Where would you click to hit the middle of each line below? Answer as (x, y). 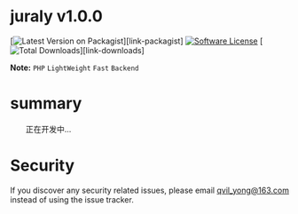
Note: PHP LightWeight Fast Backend (75, 67)
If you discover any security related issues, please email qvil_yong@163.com (149, 190)
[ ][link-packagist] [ (137, 41)
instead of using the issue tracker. (72, 199)
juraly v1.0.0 (56, 16)
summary (46, 103)
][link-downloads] (112, 50)
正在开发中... (48, 129)
